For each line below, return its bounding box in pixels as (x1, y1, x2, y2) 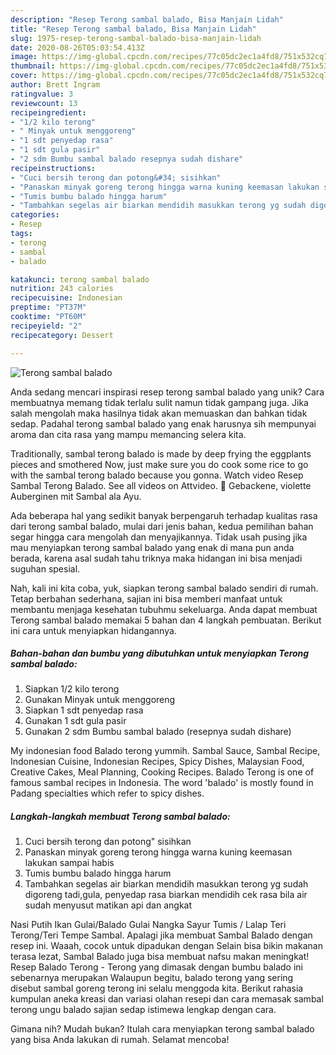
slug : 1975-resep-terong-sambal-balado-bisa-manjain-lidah (10, 33, 262, 43)
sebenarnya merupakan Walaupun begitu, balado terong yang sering (10, 972, 294, 984)
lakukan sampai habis (24, 857, 115, 869)
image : (10, 52, 38, 62)
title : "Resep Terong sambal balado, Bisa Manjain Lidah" (10, 24, 257, 34)
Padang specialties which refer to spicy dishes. (10, 787, 205, 800)
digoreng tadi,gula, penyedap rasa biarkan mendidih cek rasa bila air (24, 889, 308, 901)
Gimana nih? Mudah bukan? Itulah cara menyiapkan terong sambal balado (10, 1023, 315, 1035)
